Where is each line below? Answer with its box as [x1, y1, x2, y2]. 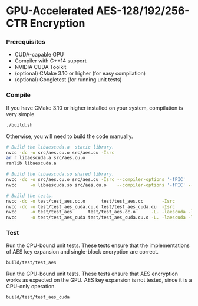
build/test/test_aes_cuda [6, 294, 70, 300]
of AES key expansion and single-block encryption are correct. [6, 248, 159, 255]
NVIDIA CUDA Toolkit [14, 64, 67, 71]
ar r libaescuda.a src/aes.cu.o [6, 155, 85, 161]
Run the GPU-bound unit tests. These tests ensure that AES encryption [6, 270, 179, 278]
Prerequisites [6, 38, 45, 46]
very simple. [6, 110, 37, 117]
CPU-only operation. [6, 283, 56, 290]
